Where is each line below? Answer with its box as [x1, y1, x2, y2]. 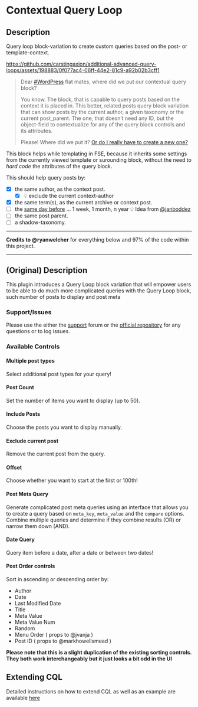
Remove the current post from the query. [6, 450, 105, 458]
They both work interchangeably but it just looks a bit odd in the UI [6, 655, 172, 662]
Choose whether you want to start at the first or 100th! [6, 477, 138, 484]
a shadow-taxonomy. [14, 219, 66, 226]
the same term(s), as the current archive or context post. [14, 199, 153, 206]
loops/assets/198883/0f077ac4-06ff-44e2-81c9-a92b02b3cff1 [6, 67, 160, 74]
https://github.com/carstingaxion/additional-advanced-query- [6, 60, 157, 67]
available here [6, 694, 40, 701]
